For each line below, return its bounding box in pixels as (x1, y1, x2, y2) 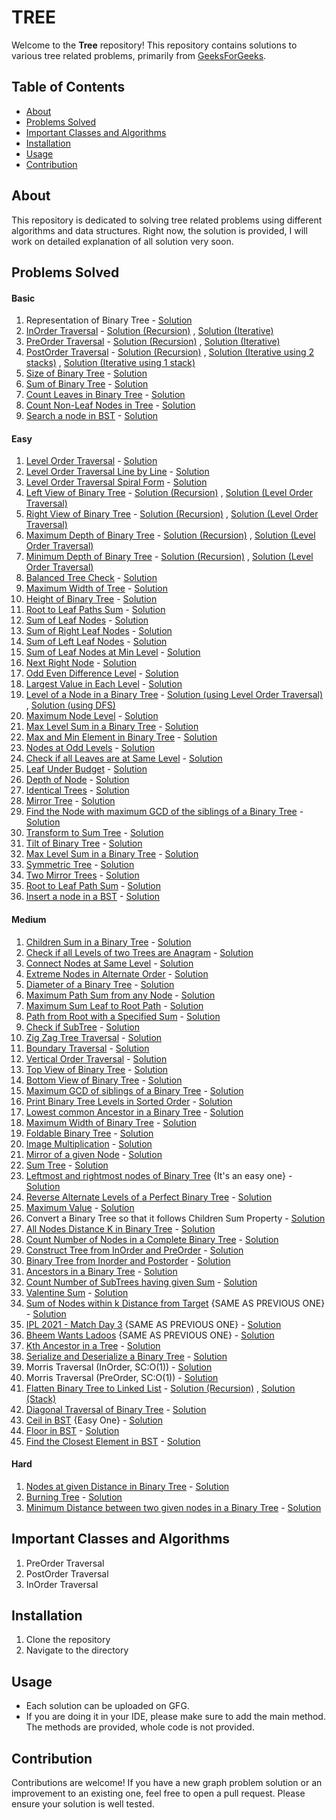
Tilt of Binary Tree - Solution (25, 837, 143, 850)
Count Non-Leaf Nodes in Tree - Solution (25, 399, 196, 411)
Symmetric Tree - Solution (25, 859, 135, 871)
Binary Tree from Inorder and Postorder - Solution (25, 1254, 231, 1266)
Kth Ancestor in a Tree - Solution (25, 1339, 161, 1351)
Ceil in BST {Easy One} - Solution (25, 1414, 163, 1426)
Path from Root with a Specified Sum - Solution (25, 1010, 221, 1022)
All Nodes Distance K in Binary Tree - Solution (25, 1222, 216, 1235)
